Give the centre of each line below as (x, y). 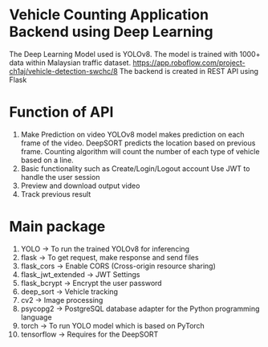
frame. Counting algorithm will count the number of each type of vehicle (140, 151)
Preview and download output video (80, 186)
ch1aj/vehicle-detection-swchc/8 (64, 71)
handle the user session (60, 177)
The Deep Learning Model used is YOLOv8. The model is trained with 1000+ (135, 54)
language (36, 317)
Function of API (61, 112)
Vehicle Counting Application (109, 15)
